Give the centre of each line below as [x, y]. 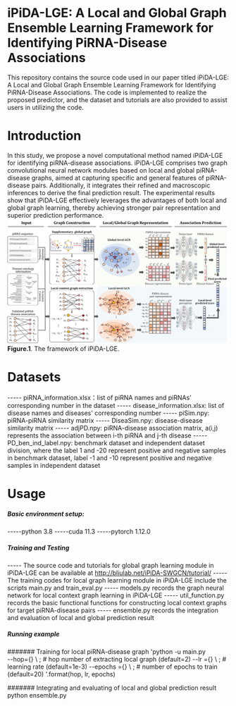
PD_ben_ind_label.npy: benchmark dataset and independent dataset [106, 442]
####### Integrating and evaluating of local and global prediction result [112, 688]
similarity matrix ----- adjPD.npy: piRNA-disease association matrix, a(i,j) [113, 428]
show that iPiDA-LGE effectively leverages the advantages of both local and [117, 200]
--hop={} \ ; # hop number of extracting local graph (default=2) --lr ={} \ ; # [117, 659]
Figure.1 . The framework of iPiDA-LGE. [63, 348]
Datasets [34, 377]
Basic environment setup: [46, 514]
